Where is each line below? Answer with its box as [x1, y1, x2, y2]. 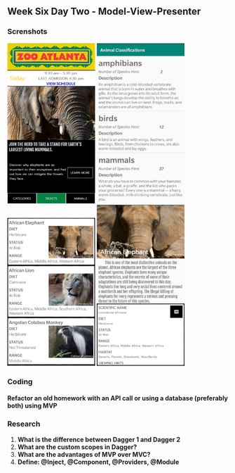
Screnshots [7, 27, 48, 37]
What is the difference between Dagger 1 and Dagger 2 [17, 435, 181, 443]
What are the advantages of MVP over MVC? [17, 450, 151, 458]
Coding [7, 377, 33, 386]
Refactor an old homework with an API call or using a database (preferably [7, 394, 229, 403]
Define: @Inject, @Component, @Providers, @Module [17, 458, 180, 466]
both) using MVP [7, 401, 58, 410]
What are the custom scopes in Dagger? [17, 443, 137, 451]
